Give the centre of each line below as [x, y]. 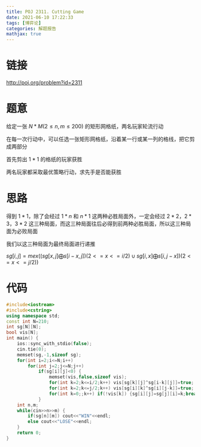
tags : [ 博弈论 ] [24, 23]
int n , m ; [28, 405]
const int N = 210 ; [28, 321]
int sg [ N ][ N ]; [24, 327]
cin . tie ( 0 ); [32, 349]
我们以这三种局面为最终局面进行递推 [51, 244]
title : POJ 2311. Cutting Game [45, 12]
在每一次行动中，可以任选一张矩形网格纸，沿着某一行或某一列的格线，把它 [98, 139]
